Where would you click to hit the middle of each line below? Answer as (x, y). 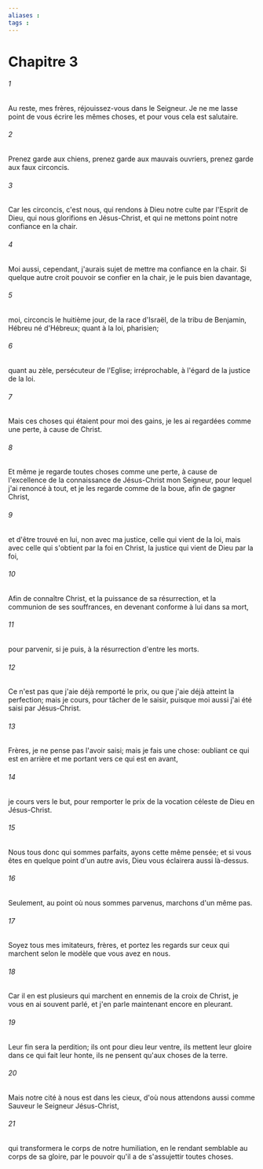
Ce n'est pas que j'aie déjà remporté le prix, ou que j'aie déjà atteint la (121, 691)
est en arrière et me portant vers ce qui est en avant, (93, 759)
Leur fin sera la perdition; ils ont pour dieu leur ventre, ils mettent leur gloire (130, 1046)
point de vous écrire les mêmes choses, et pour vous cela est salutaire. (123, 116)
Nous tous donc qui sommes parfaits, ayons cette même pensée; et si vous (130, 852)
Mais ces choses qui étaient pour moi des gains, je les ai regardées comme (130, 421)
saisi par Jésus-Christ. (45, 708)
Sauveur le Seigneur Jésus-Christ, (64, 1105)
